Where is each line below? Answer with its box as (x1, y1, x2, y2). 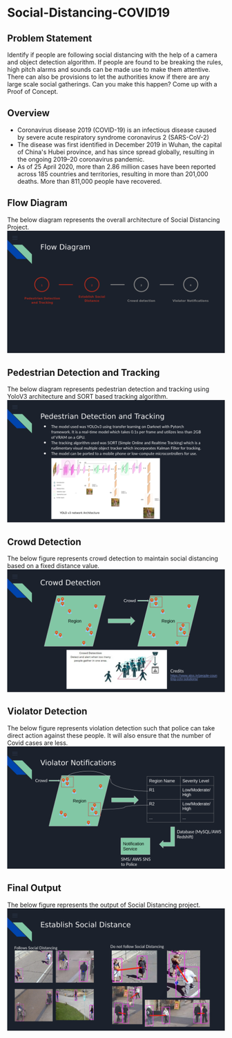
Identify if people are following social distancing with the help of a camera (7, 50, 217, 59)
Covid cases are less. (7, 738, 68, 747)
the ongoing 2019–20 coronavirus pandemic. (17, 155, 145, 163)
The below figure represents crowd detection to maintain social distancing (7, 554, 219, 563)
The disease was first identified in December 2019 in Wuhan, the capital (17, 140, 222, 149)
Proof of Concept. (7, 88, 59, 95)
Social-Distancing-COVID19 (7, 5, 171, 21)
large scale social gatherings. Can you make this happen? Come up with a (7, 80, 217, 88)
